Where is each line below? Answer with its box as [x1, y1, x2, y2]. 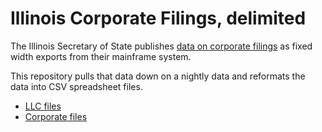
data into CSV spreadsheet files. [10, 80, 143, 92]
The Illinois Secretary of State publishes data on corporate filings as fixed [10, 40, 313, 52]
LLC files [24, 100, 62, 112]
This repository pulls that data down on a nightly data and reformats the [10, 70, 306, 82]
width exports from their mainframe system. [10, 50, 192, 62]
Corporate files [24, 110, 88, 122]
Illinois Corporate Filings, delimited [10, 7, 307, 30]
